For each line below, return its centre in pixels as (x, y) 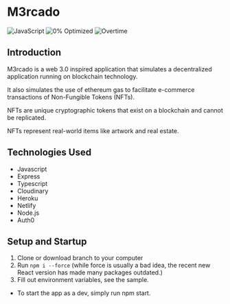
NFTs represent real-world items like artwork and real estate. (93, 130)
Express (28, 176)
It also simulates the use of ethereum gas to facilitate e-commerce (101, 89)
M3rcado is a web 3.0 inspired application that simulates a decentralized (110, 69)
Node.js (28, 213)
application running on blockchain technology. (72, 76)
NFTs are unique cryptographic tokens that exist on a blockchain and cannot (115, 110)
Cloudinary (33, 191)
